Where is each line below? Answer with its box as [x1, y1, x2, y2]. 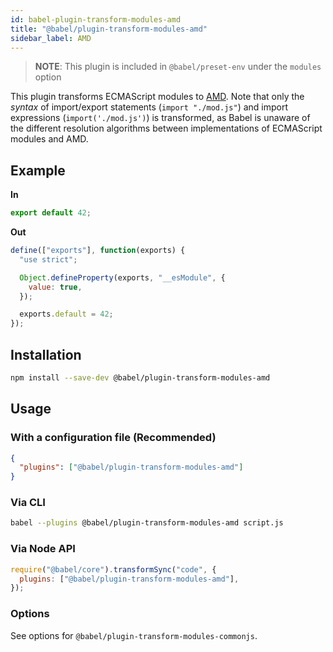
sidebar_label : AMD [10, 33, 92, 43]
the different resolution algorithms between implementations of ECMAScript [10, 122, 323, 135]
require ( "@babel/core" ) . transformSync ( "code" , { [10, 564, 217, 575]
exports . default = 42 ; [19, 309, 114, 320]
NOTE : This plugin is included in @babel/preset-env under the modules [34, 61, 322, 73]
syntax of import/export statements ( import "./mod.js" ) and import [10, 101, 289, 113]
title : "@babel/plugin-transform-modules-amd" [10, 24, 208, 34]
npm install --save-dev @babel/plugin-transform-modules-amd [10, 373, 271, 383]
